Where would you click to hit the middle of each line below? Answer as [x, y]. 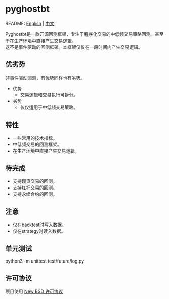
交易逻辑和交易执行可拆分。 [49, 95]
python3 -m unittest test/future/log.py [45, 261]
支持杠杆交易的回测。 [35, 188]
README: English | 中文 [30, 23]
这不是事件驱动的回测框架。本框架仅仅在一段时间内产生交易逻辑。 [74, 47]
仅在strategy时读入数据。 [39, 231]
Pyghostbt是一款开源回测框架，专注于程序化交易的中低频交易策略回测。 [80, 34]
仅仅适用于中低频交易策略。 [49, 107]
